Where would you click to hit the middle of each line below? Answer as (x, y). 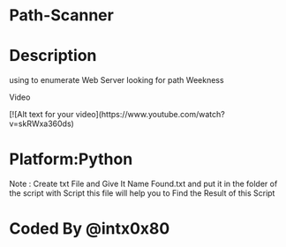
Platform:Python (71, 159)
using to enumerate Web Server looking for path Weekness (117, 80)
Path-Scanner (62, 15)
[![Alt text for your (41, 115)
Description (53, 56)
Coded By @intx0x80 (90, 229)
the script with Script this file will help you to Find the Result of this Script (142, 193)
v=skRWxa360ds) (42, 123)
